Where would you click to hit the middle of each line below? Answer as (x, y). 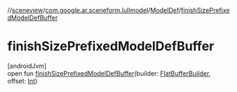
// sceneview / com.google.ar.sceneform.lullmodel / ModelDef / (94, 10)
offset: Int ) (22, 81)
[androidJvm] (27, 66)
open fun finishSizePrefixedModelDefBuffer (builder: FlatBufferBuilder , (109, 73)
